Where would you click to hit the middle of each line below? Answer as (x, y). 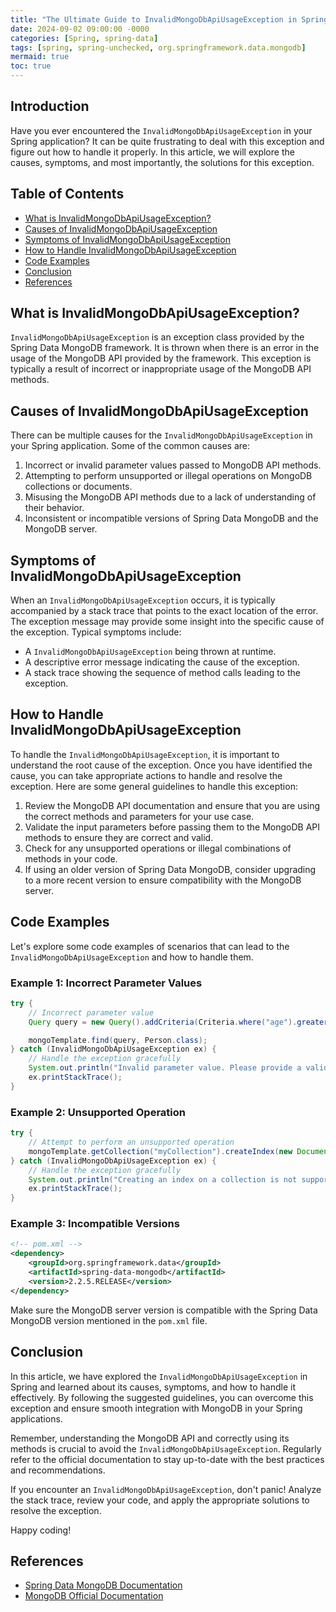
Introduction (50, 106)
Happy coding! (41, 1530)
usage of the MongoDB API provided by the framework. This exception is (161, 358)
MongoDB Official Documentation (94, 1596)
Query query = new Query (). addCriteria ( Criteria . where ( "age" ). (163, 1022)
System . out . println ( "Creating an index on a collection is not (163, 1179)
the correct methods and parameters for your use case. (139, 816)
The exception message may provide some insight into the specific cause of (167, 622)
